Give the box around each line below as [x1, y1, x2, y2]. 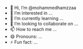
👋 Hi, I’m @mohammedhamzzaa [10, 5, 76, 10]
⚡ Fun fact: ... [10, 39, 38, 45]
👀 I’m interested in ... [10, 10, 53, 16]
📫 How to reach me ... [10, 26, 57, 32]
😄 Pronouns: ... [10, 33, 43, 39]
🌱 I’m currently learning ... [10, 15, 64, 21]
